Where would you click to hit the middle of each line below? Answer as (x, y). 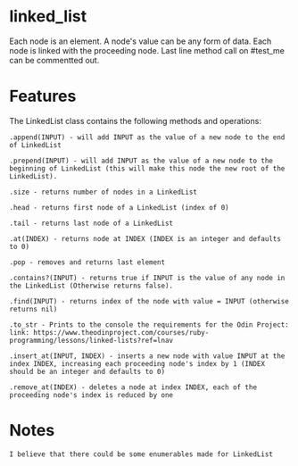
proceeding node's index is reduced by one (91, 395)
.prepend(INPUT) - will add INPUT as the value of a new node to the (141, 161)
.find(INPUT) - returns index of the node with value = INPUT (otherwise (149, 301)
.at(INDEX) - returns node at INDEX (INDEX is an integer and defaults (145, 238)
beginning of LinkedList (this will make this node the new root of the (147, 168)
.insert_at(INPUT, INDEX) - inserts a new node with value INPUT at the (147, 356)
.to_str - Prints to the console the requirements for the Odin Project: (149, 325)
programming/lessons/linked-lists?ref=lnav (91, 340)
